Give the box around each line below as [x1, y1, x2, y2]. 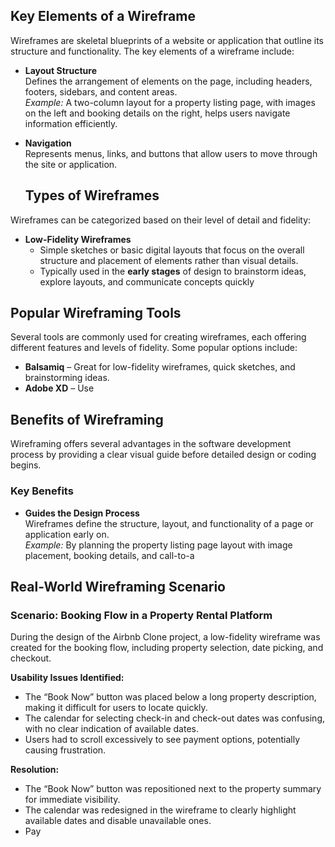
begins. [10, 459, 42, 471]
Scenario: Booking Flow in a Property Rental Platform [10, 608, 273, 622]
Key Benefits [10, 484, 74, 498]
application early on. [24, 528, 110, 540]
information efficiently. [24, 117, 118, 129]
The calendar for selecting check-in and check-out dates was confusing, [24, 712, 326, 724]
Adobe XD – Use [24, 382, 95, 394]
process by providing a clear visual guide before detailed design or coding [10, 449, 317, 461]
